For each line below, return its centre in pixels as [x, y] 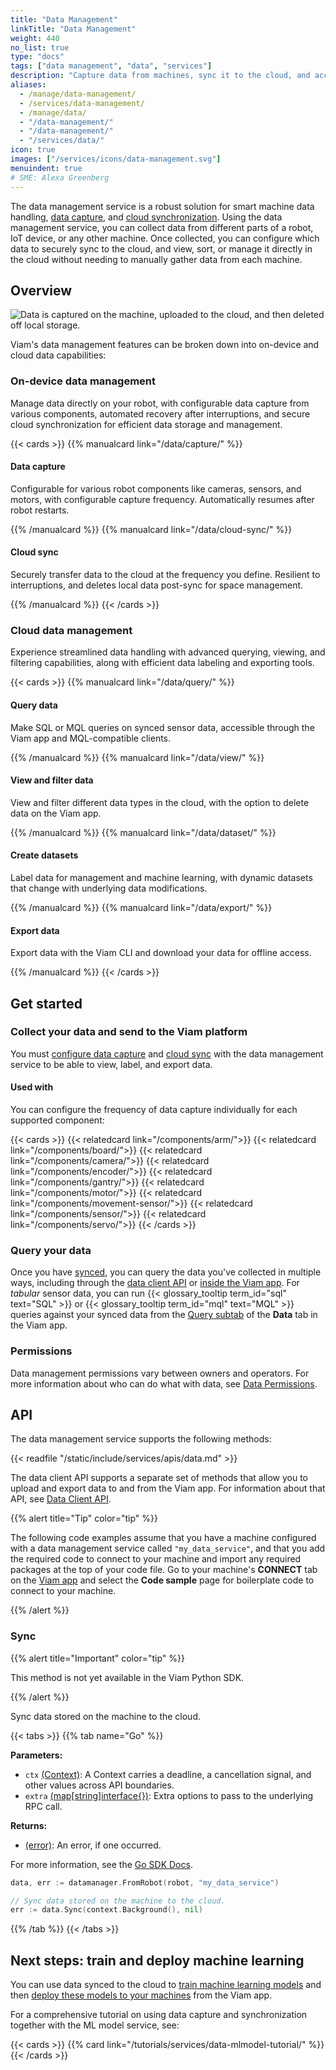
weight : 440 [35, 38]
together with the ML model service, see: [95, 2025]
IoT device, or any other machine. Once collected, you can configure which [165, 238]
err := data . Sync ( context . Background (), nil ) [106, 1910]
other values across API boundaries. [99, 1785]
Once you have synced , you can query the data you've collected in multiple [166, 1272]
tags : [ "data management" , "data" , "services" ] [111, 66]
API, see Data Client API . [61, 1499]
